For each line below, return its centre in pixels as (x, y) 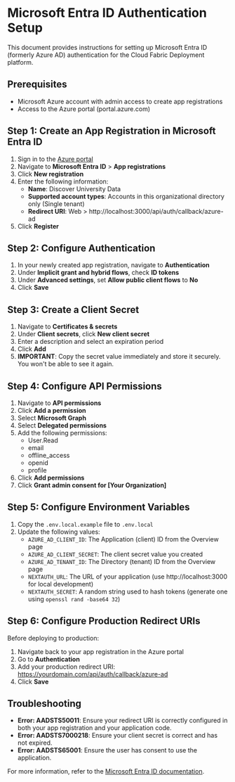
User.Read (43, 440)
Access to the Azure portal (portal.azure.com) (84, 109)
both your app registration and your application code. (94, 728)
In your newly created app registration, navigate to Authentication (113, 265)
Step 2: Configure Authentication (81, 248)
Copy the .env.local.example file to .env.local (85, 524)
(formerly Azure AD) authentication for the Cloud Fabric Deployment (106, 55)
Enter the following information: (63, 181)
